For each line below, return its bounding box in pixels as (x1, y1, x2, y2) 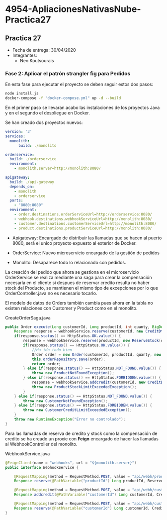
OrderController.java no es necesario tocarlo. (5, 290, 97, 296)
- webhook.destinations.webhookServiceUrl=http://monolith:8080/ (14, 216, 153, 221)
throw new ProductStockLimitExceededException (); (31, 384, 137, 389)
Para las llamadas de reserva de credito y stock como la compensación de (5, 430, 158, 436)
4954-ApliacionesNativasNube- (5, 3, 141, 15)
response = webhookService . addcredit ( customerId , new (31, 380, 146, 385)
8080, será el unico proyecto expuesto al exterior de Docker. (12, 240, 137, 246)
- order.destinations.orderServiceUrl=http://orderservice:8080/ (14, 212, 153, 217)
